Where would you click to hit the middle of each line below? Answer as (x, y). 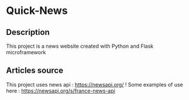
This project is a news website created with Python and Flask (80, 46)
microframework (26, 52)
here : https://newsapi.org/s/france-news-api (61, 91)
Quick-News (37, 11)
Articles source (35, 71)
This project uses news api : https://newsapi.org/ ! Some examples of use (94, 84)
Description (28, 32)
